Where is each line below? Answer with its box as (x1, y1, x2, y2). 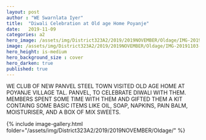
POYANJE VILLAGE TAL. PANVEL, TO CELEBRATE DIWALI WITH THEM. (6, 89, 186, 97)
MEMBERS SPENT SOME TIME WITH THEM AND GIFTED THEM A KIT (6, 95, 183, 103)
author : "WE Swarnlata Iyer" (6, 15, 84, 21)
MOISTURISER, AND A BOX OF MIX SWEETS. (6, 108, 121, 116)
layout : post (6, 9, 40, 15)
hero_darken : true (6, 60, 53, 66)
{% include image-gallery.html (6, 120, 83, 128)
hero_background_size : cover (6, 54, 84, 61)
